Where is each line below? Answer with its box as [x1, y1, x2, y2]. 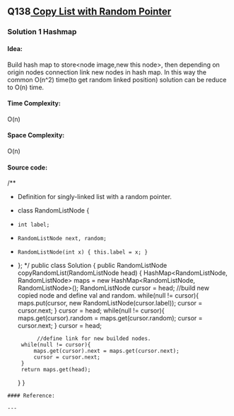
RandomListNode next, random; [17, 235, 107, 242]
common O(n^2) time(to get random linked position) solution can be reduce [7, 75, 227, 84]
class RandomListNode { [17, 206, 90, 215]
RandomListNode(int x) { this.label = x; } [17, 249, 148, 256]
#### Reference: [7, 393, 55, 400]
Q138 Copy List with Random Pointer [7, 6, 172, 18]
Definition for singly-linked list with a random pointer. [17, 193, 172, 201]
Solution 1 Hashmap [7, 27, 77, 37]
